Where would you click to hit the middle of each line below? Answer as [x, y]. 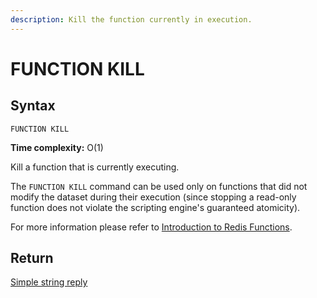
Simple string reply [49, 282]
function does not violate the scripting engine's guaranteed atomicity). [155, 207]
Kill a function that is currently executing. [95, 167]
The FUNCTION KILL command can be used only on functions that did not [159, 186]
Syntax [33, 106]
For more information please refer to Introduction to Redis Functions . [151, 227]
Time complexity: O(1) [57, 147]
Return [32, 258]
